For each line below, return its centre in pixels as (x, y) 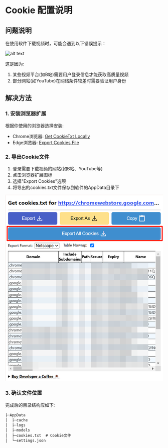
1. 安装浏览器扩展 (26, 114)
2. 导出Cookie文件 (27, 157)
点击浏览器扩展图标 (32, 175)
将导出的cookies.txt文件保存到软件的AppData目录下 (66, 187)
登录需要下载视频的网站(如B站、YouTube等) (57, 168)
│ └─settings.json (26, 440)
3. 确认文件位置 (24, 393)
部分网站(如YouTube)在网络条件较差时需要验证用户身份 (69, 81)
